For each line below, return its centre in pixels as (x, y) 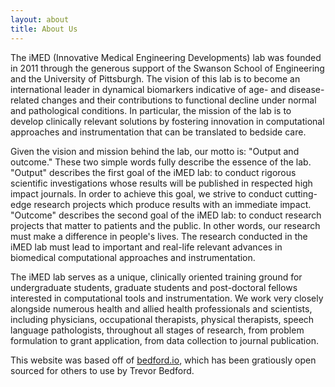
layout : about (40, 19)
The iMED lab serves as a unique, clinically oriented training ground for (156, 277)
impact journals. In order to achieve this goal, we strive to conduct (146, 193)
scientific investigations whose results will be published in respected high (161, 183)
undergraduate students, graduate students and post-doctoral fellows (154, 287)
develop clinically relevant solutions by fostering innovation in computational (167, 121)
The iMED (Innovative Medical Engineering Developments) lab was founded (166, 57)
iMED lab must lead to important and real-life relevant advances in (146, 247)
